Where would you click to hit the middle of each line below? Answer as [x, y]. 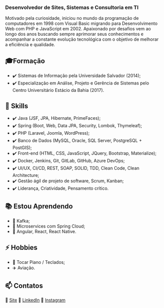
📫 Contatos [24, 285]
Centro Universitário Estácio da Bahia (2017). [58, 90]
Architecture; [26, 175]
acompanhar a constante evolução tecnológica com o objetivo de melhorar [82, 39]
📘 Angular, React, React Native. [44, 231]
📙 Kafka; [21, 221]
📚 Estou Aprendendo [39, 206]
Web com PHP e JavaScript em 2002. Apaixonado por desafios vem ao [78, 29]
